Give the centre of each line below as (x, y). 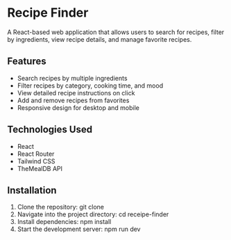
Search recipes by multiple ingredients (72, 78)
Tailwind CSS (36, 161)
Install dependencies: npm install (64, 222)
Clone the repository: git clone (60, 207)
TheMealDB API (40, 168)
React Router (36, 154)
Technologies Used (50, 130)
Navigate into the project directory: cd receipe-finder (93, 214)
